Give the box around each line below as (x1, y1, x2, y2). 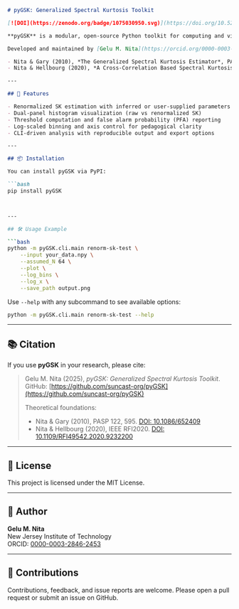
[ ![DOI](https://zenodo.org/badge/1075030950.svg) (7, 19, 161, 26)
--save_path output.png (20, 284, 91, 291)
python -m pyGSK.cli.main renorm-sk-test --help (7, 311, 154, 318)
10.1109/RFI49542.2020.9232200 (35, 432, 134, 441)
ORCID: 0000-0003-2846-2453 (7, 539, 101, 548)
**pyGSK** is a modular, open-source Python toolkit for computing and (7, 32, 224, 39)
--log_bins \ (20, 271, 59, 279)
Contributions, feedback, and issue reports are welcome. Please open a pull (7, 586, 230, 594)
